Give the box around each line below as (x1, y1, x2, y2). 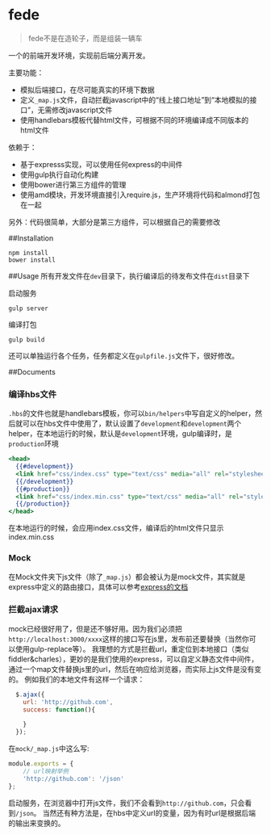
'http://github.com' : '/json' (23, 774, 125, 783)
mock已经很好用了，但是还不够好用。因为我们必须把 (8, 623, 183, 633)
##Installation (8, 233, 54, 243)
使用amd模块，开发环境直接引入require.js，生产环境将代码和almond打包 (19, 190, 261, 199)
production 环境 (8, 438, 59, 449)
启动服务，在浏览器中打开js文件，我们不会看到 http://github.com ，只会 (8, 798, 245, 808)
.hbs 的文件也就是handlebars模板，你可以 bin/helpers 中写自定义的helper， (8, 409, 256, 418)
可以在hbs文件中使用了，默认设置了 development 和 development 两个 (22, 418, 242, 429)
